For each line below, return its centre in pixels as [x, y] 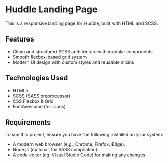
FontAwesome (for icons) [39, 106]
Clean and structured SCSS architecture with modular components [82, 51]
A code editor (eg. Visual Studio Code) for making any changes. [79, 155]
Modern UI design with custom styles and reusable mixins [73, 62]
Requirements [28, 122]
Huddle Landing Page [51, 9]
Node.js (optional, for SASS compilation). [55, 150]
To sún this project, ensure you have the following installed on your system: [85, 135]
